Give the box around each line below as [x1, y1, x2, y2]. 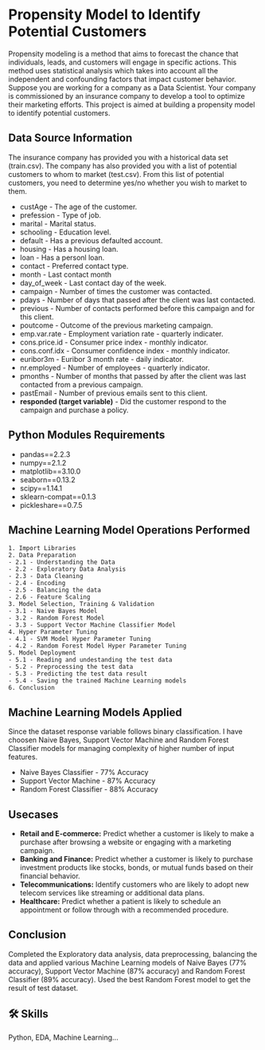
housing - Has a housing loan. [19, 244, 119, 254]
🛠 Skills [8, 1007, 49, 1021]
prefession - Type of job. [19, 210, 102, 220]
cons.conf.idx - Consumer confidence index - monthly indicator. [19, 345, 231, 356]
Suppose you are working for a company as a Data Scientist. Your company [8, 82, 256, 92]
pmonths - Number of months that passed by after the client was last [19, 371, 247, 380]
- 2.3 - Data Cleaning [8, 572, 84, 580]
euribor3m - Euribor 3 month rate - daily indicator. [19, 354, 185, 364]
